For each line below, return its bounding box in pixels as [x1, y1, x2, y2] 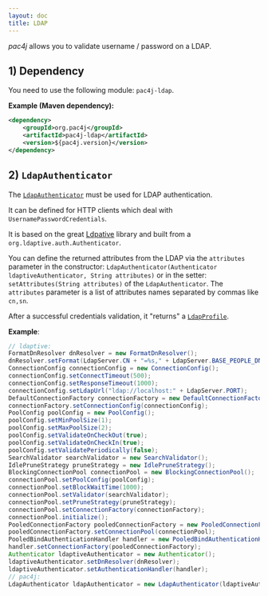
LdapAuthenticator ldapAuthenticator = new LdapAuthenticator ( [8, 580, 223, 588]
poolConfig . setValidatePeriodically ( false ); [8, 446, 159, 454]
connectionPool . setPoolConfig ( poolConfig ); [8, 476, 156, 484]
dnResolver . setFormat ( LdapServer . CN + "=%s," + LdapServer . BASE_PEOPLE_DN [8, 357, 262, 365]
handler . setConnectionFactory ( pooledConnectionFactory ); [8, 543, 202, 551]
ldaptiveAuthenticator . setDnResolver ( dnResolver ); [8, 558, 180, 566]
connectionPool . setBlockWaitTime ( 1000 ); [8, 483, 145, 492]
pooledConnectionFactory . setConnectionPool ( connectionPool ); [8, 528, 216, 536]
